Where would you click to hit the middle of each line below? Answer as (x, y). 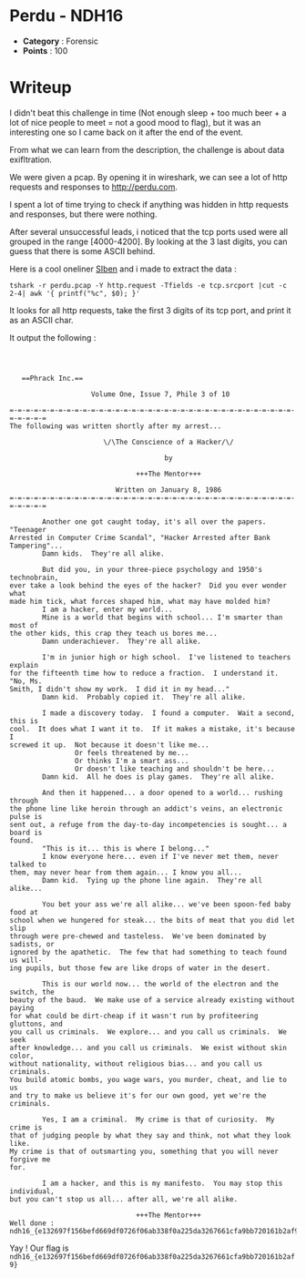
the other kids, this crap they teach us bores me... (114, 633)
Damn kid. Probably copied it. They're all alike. (144, 697)
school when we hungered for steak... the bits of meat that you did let (153, 920)
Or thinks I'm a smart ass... (132, 761)
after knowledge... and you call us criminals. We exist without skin (148, 1048)
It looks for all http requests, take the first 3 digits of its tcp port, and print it (150, 310)
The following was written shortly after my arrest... (116, 426)
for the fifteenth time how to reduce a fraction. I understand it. (144, 673)
